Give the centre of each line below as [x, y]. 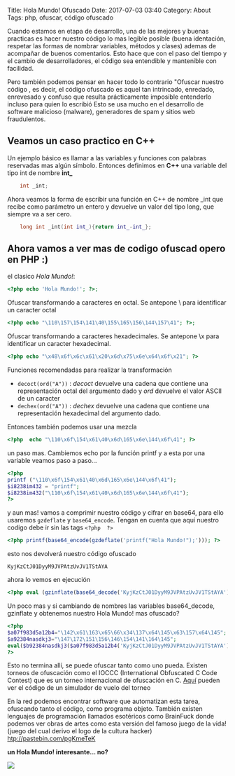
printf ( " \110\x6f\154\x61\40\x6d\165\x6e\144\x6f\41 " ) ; [92, 480]
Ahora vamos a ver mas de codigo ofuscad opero [116, 248]
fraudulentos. [27, 119]
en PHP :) [28, 259]
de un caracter [38, 398]
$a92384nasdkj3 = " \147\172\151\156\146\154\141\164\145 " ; [92, 639]
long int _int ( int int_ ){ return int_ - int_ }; [86, 227]
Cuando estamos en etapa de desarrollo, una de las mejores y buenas [108, 31]
